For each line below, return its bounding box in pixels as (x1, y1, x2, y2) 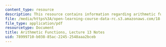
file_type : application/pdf (5, 21, 63, 26)
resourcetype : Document (5, 25, 54, 30)
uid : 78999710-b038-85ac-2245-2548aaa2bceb (5, 35, 96, 40)
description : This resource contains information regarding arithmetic (5, 12, 156, 17)
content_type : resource (5, 7, 54, 12)
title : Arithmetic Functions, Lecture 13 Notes (5, 30, 105, 35)
